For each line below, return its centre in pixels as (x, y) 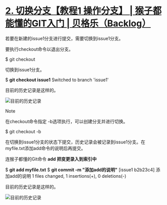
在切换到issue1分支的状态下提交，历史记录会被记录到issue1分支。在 (75, 142)
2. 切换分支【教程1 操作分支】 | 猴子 (79, 11)
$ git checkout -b (23, 131)
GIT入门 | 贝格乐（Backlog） (92, 23)
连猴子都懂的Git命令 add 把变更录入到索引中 (51, 159)
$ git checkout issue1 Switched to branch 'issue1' (57, 80)
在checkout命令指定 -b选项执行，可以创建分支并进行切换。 (67, 121)
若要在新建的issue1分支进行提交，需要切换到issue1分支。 (64, 38)
